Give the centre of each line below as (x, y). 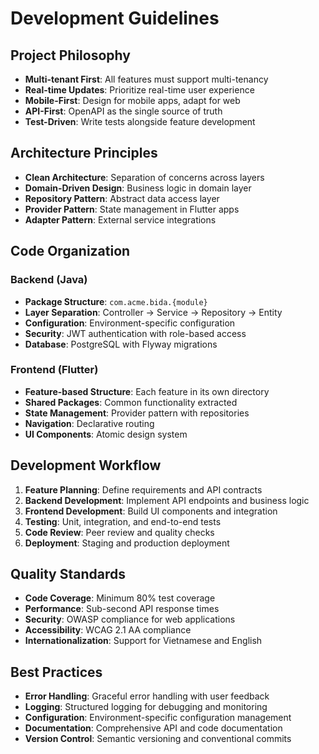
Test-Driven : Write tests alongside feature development (140, 121)
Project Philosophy (70, 55)
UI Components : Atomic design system (106, 434)
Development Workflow (86, 465)
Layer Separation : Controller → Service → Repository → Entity (153, 312)
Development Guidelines (115, 18)
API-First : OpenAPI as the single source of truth (123, 111)
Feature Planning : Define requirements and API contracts (143, 489)
